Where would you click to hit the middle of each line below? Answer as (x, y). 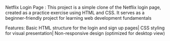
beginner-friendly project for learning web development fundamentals (78, 18)
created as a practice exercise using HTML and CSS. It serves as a (75, 13)
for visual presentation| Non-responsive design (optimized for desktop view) (85, 33)
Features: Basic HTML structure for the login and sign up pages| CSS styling (85, 28)
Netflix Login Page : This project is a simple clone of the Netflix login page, (83, 7)
